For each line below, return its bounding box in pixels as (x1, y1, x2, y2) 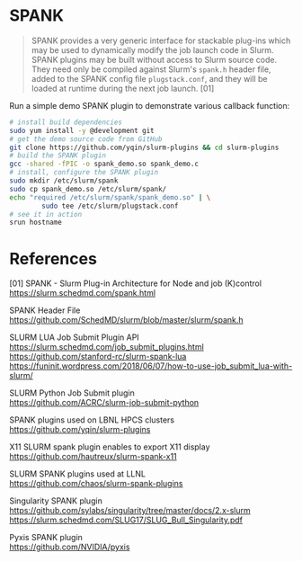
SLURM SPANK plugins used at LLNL (9, 468, 147, 479)
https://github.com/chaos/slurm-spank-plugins (9, 478, 183, 489)
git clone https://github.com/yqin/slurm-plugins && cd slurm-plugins (9, 143, 280, 152)
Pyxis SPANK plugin (9, 532, 84, 543)
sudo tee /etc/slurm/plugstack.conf (41, 201, 179, 210)
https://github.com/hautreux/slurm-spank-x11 (9, 451, 177, 462)
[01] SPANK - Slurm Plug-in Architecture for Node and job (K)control (9, 278, 262, 289)
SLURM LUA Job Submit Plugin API (9, 332, 139, 343)
